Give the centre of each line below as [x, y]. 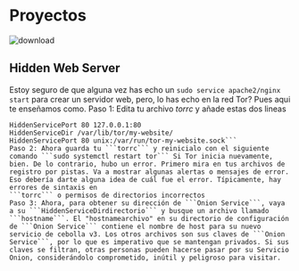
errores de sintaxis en [54, 187]
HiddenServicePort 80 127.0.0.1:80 [75, 125]
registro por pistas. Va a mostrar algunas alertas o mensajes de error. [149, 172]
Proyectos [48, 16]
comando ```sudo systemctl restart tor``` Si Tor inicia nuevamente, [141, 156]
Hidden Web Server [65, 68]
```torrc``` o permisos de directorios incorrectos [107, 195]
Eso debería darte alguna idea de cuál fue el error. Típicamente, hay [145, 179]
